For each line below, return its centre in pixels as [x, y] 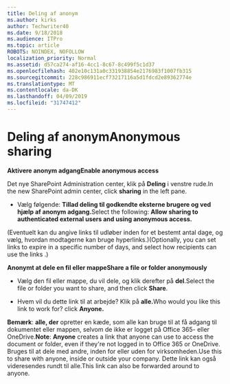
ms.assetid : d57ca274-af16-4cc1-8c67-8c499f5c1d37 [81, 65]
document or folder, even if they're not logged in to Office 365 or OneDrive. [114, 343]
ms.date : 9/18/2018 [35, 33]
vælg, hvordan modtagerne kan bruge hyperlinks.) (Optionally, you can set [112, 239]
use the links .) [28, 254]
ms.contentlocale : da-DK [43, 90]
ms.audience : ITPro [35, 39]
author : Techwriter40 [38, 26]
